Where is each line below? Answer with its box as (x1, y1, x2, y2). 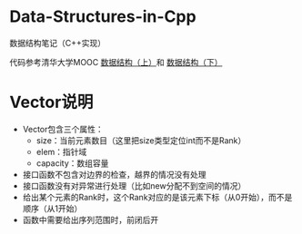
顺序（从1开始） (22, 202, 83, 214)
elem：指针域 (35, 146, 87, 157)
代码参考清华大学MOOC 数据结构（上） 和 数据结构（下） (9, 56, 223, 67)
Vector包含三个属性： (22, 123, 105, 134)
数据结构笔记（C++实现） (9, 37, 106, 48)
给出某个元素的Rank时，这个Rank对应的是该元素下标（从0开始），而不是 (22, 191, 293, 202)
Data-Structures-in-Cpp (9, 6, 197, 27)
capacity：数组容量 (35, 157, 109, 169)
